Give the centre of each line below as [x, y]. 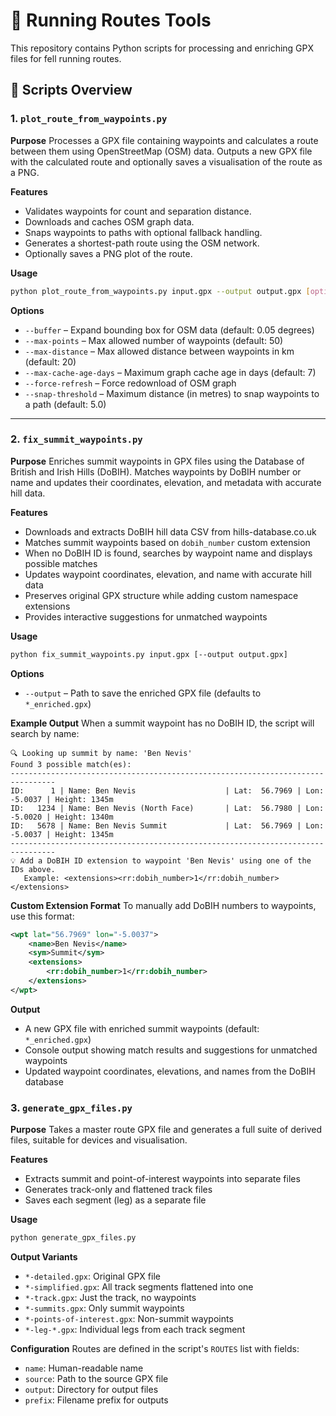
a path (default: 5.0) [65, 404]
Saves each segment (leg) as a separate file [115, 1200]
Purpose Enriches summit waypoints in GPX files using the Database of [157, 461]
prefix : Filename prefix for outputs [96, 1400]
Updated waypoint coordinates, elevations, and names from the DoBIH [170, 1071]
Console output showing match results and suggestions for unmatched [171, 1050]
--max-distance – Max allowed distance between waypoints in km [159, 351]
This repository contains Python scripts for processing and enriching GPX [162, 48]
